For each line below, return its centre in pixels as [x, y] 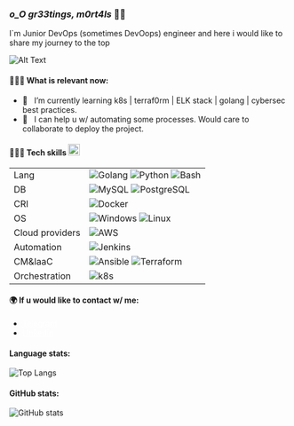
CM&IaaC [33, 261]
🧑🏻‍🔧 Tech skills [38, 153]
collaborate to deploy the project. [83, 129]
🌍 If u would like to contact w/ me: [74, 300]
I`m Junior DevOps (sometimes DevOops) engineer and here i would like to [146, 34]
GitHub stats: [34, 393]
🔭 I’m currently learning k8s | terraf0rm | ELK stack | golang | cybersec [154, 100]
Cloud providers [48, 233]
